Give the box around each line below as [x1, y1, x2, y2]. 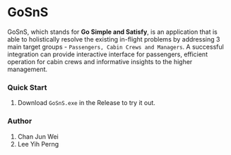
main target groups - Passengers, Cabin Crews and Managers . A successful [7, 42, 224, 51]
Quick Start [7, 82, 47, 92]
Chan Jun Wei [17, 132, 59, 141]
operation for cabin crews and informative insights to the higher [7, 57, 193, 66]
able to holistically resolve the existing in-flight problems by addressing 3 [7, 35, 220, 43]
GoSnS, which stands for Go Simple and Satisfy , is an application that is [7, 27, 218, 36]
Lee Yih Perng [17, 139, 59, 148]
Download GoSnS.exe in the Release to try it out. [17, 99, 155, 107]
